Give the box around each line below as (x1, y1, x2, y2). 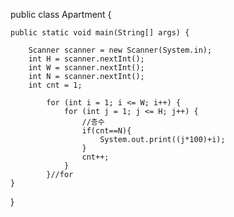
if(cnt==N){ (81, 126, 132, 136)
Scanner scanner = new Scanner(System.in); (28, 45, 213, 55)
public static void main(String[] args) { (10, 28, 190, 38)
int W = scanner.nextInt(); (28, 63, 145, 73)
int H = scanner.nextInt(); (28, 54, 145, 64)
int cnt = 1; (28, 80, 83, 90)
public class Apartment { (10, 9, 112, 20)
